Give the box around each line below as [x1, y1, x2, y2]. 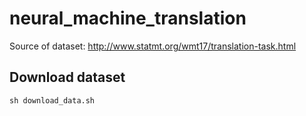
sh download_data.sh [9, 95, 96, 106]
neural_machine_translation [9, 7, 247, 30]
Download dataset [9, 69, 126, 86]
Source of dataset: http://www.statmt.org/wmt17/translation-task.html [9, 40, 297, 52]
